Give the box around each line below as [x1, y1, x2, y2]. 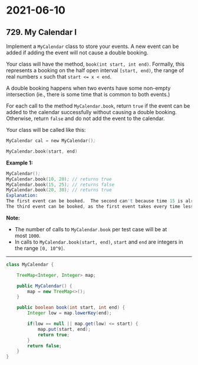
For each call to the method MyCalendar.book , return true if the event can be [6, 102, 190, 109]
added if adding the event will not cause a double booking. [6, 49, 148, 56]
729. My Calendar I [6, 27, 77, 37]
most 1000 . [14, 232, 41, 239]
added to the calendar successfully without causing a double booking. [6, 109, 177, 115]
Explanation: [6, 193, 38, 199]
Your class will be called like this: [6, 127, 86, 133]
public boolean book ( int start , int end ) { [16, 305, 126, 311]
